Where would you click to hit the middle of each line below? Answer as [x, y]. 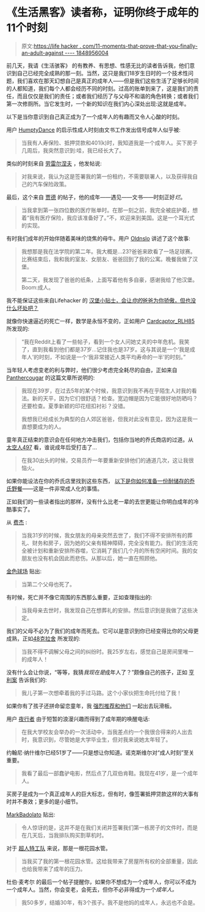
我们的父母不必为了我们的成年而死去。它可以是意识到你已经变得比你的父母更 [103, 630]
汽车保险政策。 [51, 184]
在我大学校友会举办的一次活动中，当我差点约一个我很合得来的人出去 [107, 731]
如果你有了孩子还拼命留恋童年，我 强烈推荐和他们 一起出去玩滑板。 [91, 706]
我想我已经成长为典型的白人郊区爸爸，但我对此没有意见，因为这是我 [107, 419]
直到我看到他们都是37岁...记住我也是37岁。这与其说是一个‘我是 [111, 349]
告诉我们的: [32, 679]
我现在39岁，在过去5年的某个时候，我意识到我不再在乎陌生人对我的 [106, 391]
